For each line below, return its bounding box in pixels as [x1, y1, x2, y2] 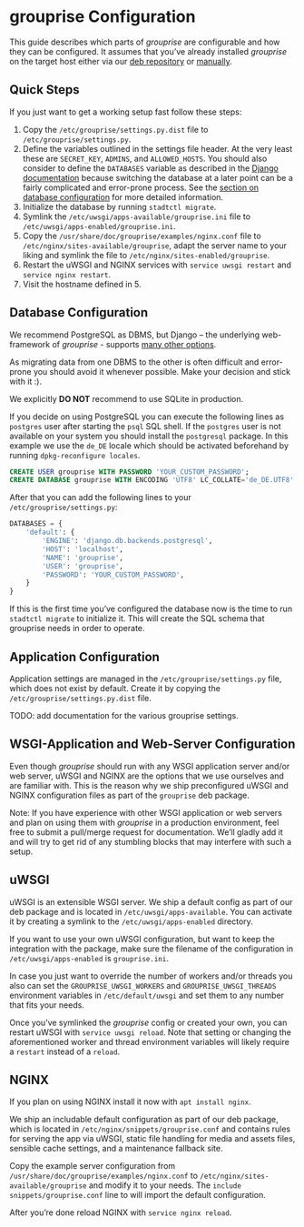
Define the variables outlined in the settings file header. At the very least [22, 143, 293, 154]
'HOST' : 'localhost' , [42, 544, 124, 554]
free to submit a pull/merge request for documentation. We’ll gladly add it [9, 826, 283, 838]
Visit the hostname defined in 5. [22, 278, 142, 289]
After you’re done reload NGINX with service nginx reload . [9, 1207, 232, 1218]
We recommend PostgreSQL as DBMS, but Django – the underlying [9, 329, 260, 340]
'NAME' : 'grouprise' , [42, 553, 124, 562]
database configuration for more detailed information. [22, 191, 224, 202]
